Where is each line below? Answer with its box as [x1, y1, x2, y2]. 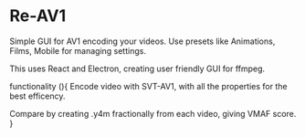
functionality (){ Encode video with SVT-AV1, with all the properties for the [9, 80, 288, 91]
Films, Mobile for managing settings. [9, 45, 146, 56]
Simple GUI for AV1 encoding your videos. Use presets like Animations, [9, 36, 276, 47]
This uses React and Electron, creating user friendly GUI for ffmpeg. [9, 63, 266, 74]
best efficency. [9, 90, 66, 101]
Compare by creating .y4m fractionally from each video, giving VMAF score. [9, 108, 297, 119]
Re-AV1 [9, 5, 67, 26]
